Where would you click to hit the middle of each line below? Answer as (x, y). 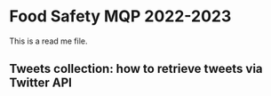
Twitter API (41, 83)
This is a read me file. (48, 41)
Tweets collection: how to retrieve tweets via (136, 69)
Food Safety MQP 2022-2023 (120, 16)
